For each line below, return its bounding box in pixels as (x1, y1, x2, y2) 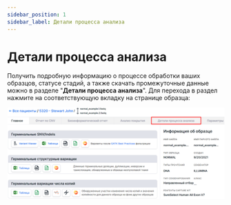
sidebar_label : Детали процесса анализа (7, 18, 125, 26)
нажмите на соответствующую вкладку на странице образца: (7, 94, 191, 102)
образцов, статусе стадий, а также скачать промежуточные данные (7, 79, 209, 88)
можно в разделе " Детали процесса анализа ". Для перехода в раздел (7, 86, 218, 95)
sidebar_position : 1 (7, 11, 67, 18)
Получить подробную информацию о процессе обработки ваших (7, 72, 201, 80)
